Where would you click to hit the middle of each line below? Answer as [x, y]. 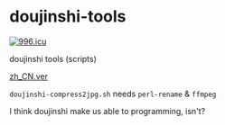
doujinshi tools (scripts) [53, 58]
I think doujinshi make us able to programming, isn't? [108, 111]
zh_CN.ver [28, 76]
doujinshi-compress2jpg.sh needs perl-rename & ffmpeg [113, 94]
